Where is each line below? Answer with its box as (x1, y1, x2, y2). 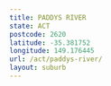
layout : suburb (9, 64, 67, 73)
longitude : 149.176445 (9, 47, 95, 56)
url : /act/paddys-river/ (9, 55, 103, 64)
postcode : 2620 (9, 30, 67, 39)
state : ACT (9, 21, 51, 30)
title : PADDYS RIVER (9, 13, 88, 22)
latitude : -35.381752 (9, 38, 91, 47)
